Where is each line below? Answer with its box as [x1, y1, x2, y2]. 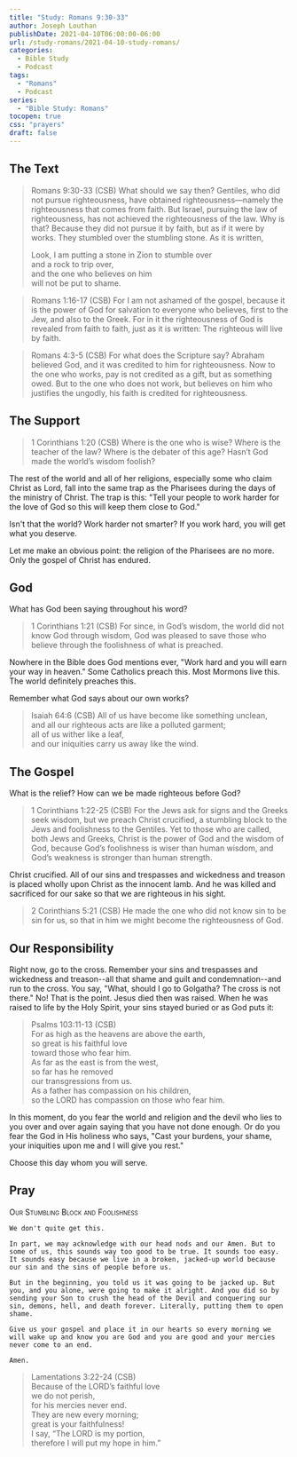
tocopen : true [9, 112, 62, 121]
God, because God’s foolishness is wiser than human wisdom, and [30, 843, 274, 853]
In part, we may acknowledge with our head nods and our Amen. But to [9, 1239, 276, 1248]
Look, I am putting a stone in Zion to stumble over [30, 249, 213, 260]
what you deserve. [9, 527, 77, 538]
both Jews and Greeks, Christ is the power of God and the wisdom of [30, 834, 285, 844]
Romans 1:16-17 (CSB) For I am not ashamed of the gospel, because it [30, 295, 285, 305]
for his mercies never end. [30, 1399, 127, 1410]
